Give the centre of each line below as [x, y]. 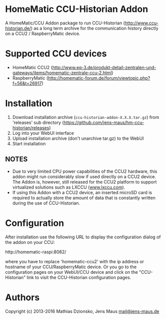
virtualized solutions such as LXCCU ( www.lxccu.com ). [69, 187]
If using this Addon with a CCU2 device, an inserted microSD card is [82, 192]
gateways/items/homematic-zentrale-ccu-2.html [62, 73]
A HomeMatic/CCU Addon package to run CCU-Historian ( [65, 23]
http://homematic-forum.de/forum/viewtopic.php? [99, 78]
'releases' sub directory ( [38, 122]
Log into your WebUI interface [43, 133]
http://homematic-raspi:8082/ [36, 252]
